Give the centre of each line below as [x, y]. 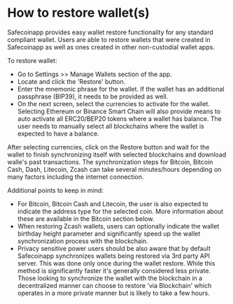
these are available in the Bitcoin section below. [86, 219]
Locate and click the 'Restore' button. [71, 81]
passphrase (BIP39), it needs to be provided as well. [93, 96]
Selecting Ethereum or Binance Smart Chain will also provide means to [119, 111]
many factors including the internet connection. [76, 177]
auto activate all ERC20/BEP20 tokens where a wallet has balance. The [119, 118]
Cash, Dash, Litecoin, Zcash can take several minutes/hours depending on [114, 169]
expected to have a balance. [58, 133]
